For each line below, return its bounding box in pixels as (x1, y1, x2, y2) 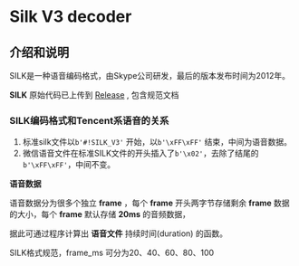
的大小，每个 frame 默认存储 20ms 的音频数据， (9, 209, 190, 220)
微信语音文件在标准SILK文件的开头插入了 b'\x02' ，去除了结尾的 (22, 147, 259, 159)
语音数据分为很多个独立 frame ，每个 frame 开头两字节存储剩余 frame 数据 (9, 197, 290, 209)
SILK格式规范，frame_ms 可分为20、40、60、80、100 (9, 247, 215, 259)
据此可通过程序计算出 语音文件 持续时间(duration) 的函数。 (9, 228, 228, 239)
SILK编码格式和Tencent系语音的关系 (9, 114, 169, 127)
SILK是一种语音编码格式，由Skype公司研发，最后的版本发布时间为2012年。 (9, 71, 290, 81)
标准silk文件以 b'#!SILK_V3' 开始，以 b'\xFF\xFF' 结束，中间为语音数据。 (22, 137, 293, 147)
